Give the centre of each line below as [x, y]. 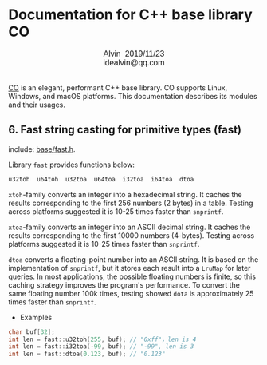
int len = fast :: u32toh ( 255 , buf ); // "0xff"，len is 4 [102, 339]
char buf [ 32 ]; [32, 332]
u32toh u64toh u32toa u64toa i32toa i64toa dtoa [101, 179]
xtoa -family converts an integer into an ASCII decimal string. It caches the [130, 227]
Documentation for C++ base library [130, 15]
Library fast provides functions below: [72, 165]
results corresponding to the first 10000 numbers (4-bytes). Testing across [132, 235]
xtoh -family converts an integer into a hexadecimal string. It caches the [125, 194]
